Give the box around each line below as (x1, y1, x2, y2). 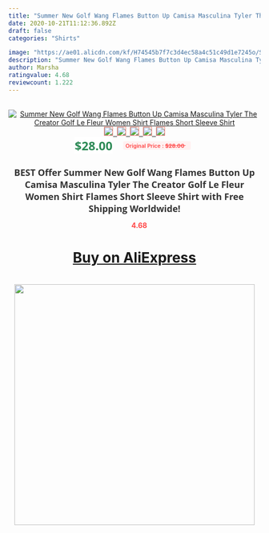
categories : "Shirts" (8, 34, 81, 43)
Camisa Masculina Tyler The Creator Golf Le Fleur (24, 177, 245, 191)
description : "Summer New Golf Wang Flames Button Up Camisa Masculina (8, 56, 252, 64)
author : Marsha (8, 63, 59, 72)
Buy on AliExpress (72, 249, 197, 267)
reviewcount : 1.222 (8, 78, 74, 87)
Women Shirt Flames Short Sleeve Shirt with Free (25, 189, 244, 203)
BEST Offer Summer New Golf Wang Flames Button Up (14, 165, 255, 179)
